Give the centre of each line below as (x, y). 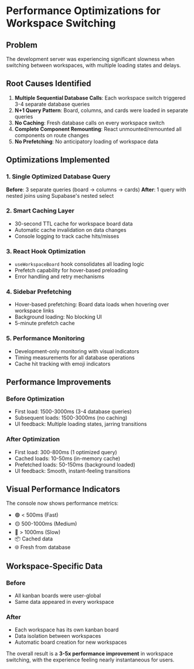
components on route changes (52, 135)
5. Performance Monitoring (45, 339)
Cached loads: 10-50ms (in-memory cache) (67, 458)
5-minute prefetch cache (45, 323)
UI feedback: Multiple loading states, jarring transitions (81, 424)
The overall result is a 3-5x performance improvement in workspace (90, 654)
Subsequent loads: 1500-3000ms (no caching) (71, 418)
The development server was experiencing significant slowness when (90, 59)
